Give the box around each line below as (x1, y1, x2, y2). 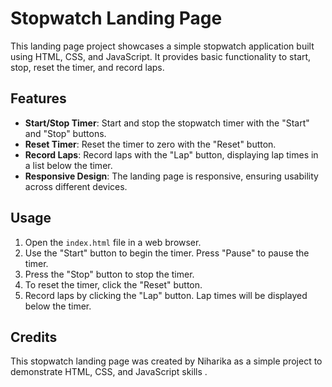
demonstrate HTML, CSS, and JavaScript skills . (10, 366, 208, 378)
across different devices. (24, 180, 128, 192)
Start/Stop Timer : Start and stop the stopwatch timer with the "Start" (24, 117, 310, 129)
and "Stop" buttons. (24, 127, 107, 139)
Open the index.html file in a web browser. (24, 236, 202, 248)
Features (10, 90, 67, 107)
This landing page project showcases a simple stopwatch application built (10, 40, 315, 52)
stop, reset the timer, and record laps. (10, 61, 165, 73)
